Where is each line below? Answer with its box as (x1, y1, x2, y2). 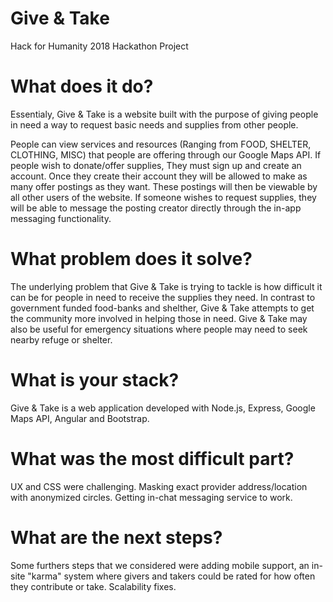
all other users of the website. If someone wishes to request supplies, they (10, 191, 317, 203)
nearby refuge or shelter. (10, 333, 113, 346)
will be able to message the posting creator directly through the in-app (10, 202, 302, 214)
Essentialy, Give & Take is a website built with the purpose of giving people (10, 108, 319, 120)
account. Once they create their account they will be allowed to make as (10, 170, 308, 182)
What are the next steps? (10, 526, 223, 549)
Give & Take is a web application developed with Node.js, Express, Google (10, 402, 316, 414)
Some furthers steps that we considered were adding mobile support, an (10, 559, 310, 571)
